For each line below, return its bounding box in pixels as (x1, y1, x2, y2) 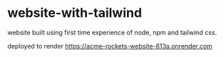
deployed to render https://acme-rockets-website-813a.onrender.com (7, 42, 213, 50)
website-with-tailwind (7, 5, 143, 21)
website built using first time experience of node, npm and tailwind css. (7, 28, 218, 37)
